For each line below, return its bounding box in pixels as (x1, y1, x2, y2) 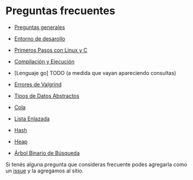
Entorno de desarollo (14, 35, 66, 42)
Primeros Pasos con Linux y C (14, 46, 88, 54)
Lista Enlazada (14, 115, 50, 122)
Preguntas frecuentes (5, 4, 115, 18)
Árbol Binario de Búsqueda (14, 149, 80, 156)
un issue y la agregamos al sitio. (5, 167, 84, 174)
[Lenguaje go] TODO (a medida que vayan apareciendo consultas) (14, 69, 176, 76)
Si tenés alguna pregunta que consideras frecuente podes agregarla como (5, 161, 188, 168)
